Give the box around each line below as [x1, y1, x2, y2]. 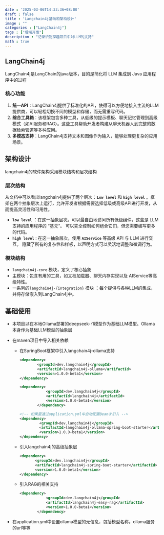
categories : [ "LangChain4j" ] [5, 25, 67, 30]
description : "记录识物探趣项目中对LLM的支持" [5, 35, 94, 40]
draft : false [5, 12, 34, 17]
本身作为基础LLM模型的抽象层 [12, 327, 73, 333]
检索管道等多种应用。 [16, 127, 60, 133]
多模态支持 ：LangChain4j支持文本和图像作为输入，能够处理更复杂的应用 [12, 133, 158, 139]
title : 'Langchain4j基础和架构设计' [5, 16, 77, 21]
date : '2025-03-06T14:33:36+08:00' [5, 7, 80, 12]
